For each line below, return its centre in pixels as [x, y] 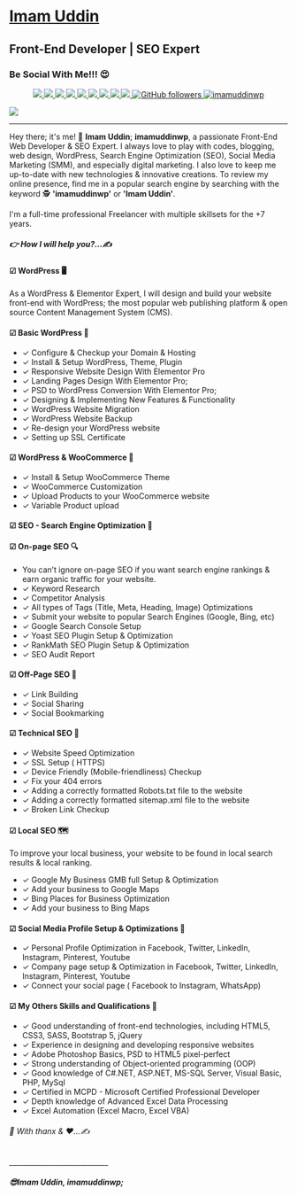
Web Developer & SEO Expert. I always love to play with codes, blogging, [142, 146]
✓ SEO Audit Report [58, 654]
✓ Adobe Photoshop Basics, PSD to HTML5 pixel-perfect [126, 1054]
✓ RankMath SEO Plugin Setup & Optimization [106, 645]
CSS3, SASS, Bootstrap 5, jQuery [82, 1035]
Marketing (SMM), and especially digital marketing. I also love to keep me [143, 165]
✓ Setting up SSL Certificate [74, 437]
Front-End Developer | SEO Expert [105, 49]
